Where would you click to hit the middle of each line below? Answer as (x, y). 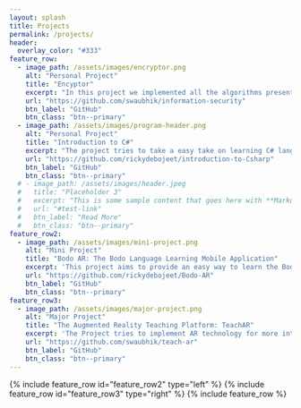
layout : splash (38, 17)
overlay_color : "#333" (60, 51)
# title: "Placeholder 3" (70, 192)
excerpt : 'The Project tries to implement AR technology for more (152, 334)
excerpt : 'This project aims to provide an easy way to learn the (152, 268)
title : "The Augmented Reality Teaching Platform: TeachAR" (140, 326)
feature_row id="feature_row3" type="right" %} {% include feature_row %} (148, 394)
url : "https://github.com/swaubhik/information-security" (136, 101)
